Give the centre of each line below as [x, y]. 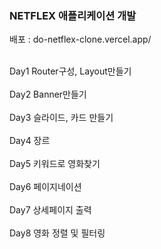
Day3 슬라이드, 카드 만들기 [61, 118]
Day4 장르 [30, 141]
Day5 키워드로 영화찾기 [55, 164]
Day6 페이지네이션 [45, 187]
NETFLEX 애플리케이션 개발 [73, 15]
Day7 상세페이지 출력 [50, 210]
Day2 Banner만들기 [48, 94]
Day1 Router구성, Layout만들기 [70, 71]
